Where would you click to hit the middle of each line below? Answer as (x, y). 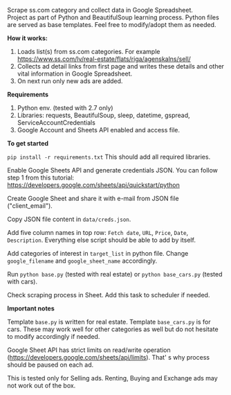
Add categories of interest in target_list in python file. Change (98, 253)
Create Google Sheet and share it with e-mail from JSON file (93, 198)
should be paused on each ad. (50, 365)
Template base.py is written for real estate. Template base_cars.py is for (109, 322)
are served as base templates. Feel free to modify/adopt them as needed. (112, 25)
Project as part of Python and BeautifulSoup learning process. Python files (113, 17)
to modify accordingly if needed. (54, 336)
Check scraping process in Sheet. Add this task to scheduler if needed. (109, 295)
